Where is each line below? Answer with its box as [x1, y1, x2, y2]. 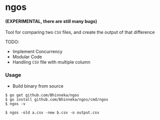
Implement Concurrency [12, 49, 62, 55]
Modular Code [12, 54, 42, 60]
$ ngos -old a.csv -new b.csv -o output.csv [5, 110, 99, 115]
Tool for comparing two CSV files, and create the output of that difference [5, 29, 155, 35]
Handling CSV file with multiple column [12, 59, 91, 65]
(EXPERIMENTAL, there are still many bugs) [5, 18, 97, 24]
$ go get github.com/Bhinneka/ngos [5, 93, 79, 98]
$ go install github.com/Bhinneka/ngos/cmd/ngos [5, 97, 108, 102]
